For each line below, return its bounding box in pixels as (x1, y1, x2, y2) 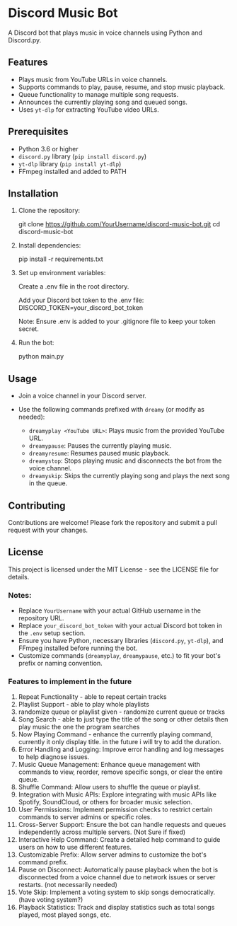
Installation (8, 187, 59, 199)
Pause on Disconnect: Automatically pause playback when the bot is (18, 865, 219, 874)
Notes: (8, 590, 32, 600)
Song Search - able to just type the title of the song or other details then (18, 715, 229, 724)
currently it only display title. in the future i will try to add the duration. (18, 738, 221, 746)
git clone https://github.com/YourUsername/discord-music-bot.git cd (18, 220, 221, 228)
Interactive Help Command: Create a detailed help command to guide (18, 835, 221, 844)
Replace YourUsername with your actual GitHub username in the (18, 606, 201, 615)
